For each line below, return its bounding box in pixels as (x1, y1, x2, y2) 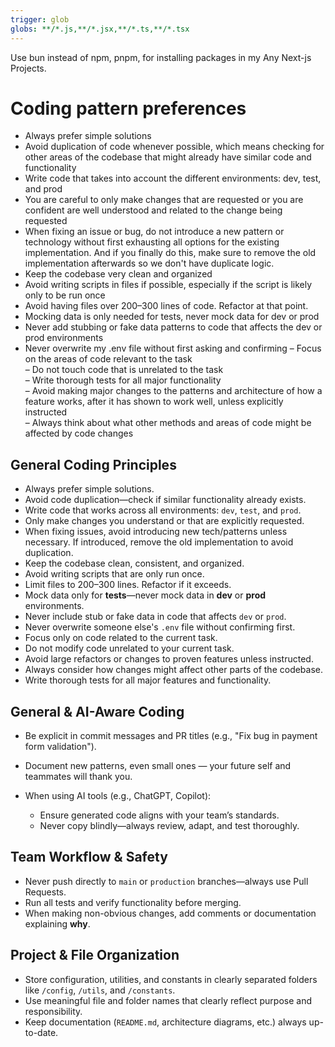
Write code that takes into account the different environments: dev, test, (24, 172, 322, 185)
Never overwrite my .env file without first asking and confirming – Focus (24, 342, 322, 355)
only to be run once (24, 289, 106, 301)
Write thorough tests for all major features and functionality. (24, 674, 272, 686)
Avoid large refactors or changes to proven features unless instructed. (24, 653, 314, 665)
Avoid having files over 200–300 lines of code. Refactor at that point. (24, 300, 309, 312)
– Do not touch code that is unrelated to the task (24, 364, 224, 376)
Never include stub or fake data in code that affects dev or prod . (24, 611, 287, 623)
